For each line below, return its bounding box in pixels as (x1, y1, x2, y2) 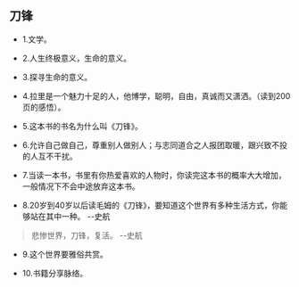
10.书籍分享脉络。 (21, 267, 88, 278)
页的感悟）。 (21, 102, 66, 112)
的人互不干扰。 (21, 151, 78, 161)
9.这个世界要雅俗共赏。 (21, 249, 109, 259)
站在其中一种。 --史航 (29, 210, 111, 221)
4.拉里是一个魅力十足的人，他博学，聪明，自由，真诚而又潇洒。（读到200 (21, 90, 291, 101)
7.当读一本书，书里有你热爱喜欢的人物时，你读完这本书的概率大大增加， (21, 169, 287, 180)
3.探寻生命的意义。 (21, 71, 93, 82)
